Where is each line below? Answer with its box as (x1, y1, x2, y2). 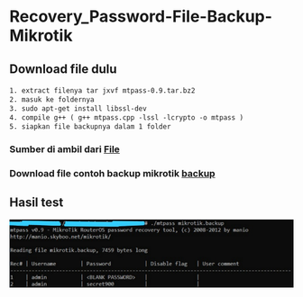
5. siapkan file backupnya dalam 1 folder (9, 122, 171, 131)
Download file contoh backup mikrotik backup (9, 166, 216, 179)
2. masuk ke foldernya (9, 95, 95, 104)
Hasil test (9, 195, 64, 211)
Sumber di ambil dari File (9, 142, 120, 155)
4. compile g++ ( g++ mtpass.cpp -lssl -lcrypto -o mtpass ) (9, 113, 244, 122)
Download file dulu (9, 61, 117, 76)
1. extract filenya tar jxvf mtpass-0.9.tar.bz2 (9, 86, 196, 95)
